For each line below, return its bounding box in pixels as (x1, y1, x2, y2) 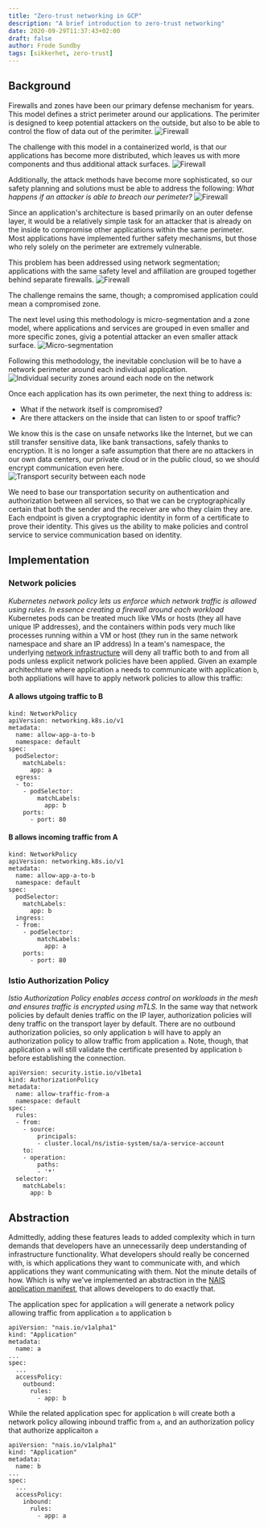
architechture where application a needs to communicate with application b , (8, 664, 259, 674)
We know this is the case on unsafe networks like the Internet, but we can (8, 429, 254, 438)
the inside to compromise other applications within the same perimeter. (8, 224, 244, 234)
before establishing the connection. (8, 1053, 126, 1063)
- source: (23, 1125, 56, 1134)
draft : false (8, 34, 52, 43)
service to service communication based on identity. (8, 530, 183, 539)
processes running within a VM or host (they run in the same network (8, 630, 238, 640)
